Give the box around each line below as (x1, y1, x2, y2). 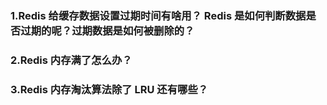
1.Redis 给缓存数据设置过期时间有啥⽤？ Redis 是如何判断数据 (10, 8, 307, 22)
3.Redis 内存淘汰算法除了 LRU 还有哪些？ (10, 82, 209, 96)
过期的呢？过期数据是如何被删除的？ (20, 23, 195, 37)
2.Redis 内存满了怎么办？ (10, 53, 133, 67)
